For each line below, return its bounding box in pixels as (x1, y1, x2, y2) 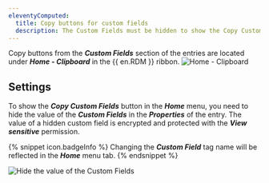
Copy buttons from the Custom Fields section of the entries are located (8, 49, 245, 58)
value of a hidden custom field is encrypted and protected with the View (8, 118, 247, 128)
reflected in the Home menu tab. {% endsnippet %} (8, 151, 179, 161)
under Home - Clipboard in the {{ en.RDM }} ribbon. (8, 57, 180, 66)
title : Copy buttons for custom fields (15, 19, 149, 27)
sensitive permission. (8, 127, 80, 137)
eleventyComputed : (8, 11, 70, 20)
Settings (8, 80, 52, 93)
